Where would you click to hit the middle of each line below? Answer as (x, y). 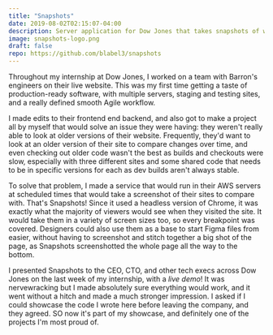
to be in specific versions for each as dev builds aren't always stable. (124, 170)
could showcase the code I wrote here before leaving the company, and (129, 305)
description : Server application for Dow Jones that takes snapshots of (134, 31)
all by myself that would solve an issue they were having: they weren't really (136, 127)
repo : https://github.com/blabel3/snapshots (85, 54)
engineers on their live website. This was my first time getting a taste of (128, 85)
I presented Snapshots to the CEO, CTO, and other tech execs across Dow (132, 270)
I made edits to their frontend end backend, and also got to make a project (133, 118)
